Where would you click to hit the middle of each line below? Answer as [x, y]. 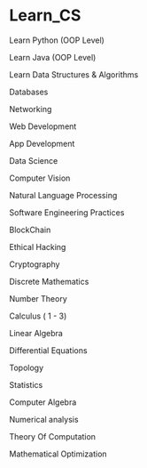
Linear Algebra [36, 333]
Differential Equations [48, 350]
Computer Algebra [43, 402]
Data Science [34, 160]
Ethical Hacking [38, 246]
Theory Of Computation [52, 436]
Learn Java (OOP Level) [53, 57]
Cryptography [35, 264]
